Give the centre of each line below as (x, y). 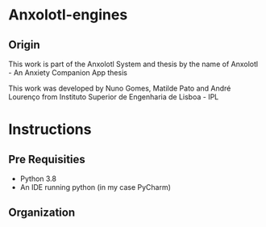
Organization (42, 213)
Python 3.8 (38, 179)
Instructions (50, 130)
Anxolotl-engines (68, 15)
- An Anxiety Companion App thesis (68, 73)
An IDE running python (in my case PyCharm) (96, 187)
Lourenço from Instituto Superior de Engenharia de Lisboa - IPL (114, 97)
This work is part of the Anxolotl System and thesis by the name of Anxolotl (133, 64)
